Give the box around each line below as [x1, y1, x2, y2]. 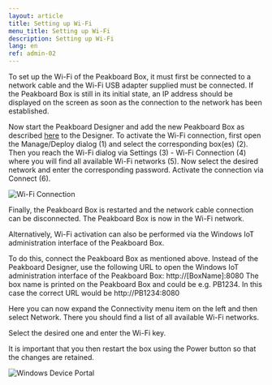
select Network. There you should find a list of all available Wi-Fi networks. [8, 313, 260, 322]
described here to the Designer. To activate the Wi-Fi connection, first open [8, 130, 261, 140]
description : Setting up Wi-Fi [8, 34, 114, 43]
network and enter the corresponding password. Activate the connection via [8, 165, 264, 174]
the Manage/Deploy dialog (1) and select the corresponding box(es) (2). [8, 139, 248, 148]
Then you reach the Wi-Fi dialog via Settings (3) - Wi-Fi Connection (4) [8, 148, 247, 157]
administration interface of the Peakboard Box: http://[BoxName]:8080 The [8, 271, 259, 280]
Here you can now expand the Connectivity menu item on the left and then [8, 304, 258, 313]
